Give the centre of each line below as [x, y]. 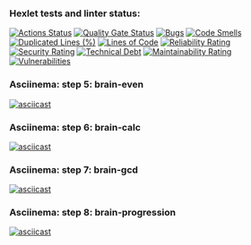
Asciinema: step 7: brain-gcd [74, 170]
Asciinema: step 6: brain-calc [75, 127]
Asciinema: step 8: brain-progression [93, 213]
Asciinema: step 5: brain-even [77, 85]
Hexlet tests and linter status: [75, 13]
